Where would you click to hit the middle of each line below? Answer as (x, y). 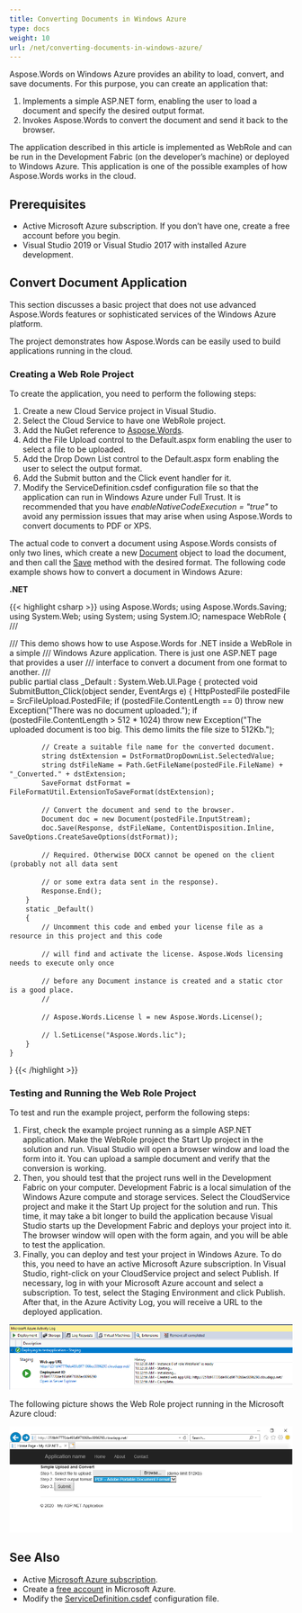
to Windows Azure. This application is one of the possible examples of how (148, 167)
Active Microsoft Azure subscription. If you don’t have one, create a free (156, 226)
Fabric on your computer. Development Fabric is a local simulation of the (157, 1187)
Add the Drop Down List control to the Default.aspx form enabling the (151, 459)
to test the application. (64, 1245)
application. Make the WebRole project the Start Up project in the (142, 1140)
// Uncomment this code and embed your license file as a (152, 927)
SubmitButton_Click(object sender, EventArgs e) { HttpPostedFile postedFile (150, 691)
